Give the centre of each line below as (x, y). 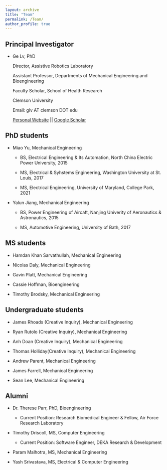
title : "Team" (20, 15)
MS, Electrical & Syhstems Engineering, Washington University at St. (91, 172)
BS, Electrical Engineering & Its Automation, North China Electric (86, 157)
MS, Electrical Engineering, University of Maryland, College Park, (87, 187)
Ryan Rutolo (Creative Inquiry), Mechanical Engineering (70, 332)
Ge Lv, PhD (24, 56)
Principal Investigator (40, 44)
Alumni (17, 396)
